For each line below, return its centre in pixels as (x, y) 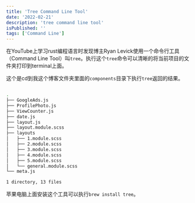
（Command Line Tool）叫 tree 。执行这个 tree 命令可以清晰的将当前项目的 (95, 58)
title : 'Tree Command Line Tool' (47, 12)
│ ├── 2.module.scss (34, 144)
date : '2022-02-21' (30, 17)
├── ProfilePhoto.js (32, 106)
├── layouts (21, 133)
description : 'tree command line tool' (55, 22)
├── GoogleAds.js (27, 100)
